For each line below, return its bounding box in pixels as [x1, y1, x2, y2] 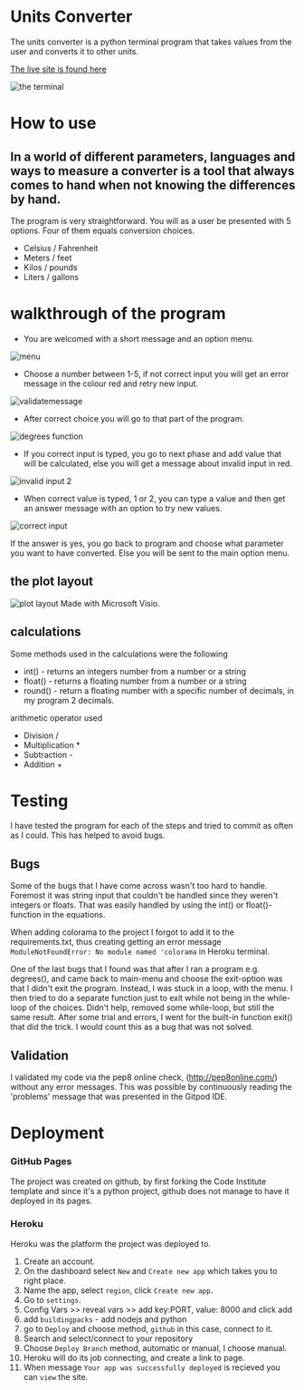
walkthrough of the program [10, 304, 226, 324]
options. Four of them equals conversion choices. [10, 225, 195, 236]
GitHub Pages [10, 1155, 72, 1168]
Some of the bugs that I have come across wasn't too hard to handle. [10, 880, 268, 891]
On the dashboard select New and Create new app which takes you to [23, 1265, 278, 1276]
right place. [23, 1275, 66, 1286]
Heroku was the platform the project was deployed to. [10, 1238, 212, 1249]
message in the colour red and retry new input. [23, 378, 198, 389]
